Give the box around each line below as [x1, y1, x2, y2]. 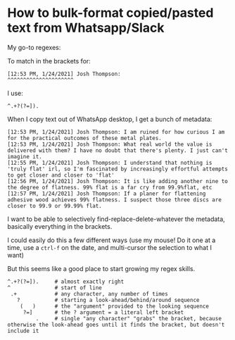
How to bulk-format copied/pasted [7, 5, 214, 21]
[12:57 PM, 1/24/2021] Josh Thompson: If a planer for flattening [7, 190, 206, 197]
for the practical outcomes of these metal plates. [7, 134, 162, 141]
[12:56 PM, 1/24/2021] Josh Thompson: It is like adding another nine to [7, 177, 229, 184]
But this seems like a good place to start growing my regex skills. [7, 264, 196, 272]
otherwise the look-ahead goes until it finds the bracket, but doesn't [7, 321, 225, 328]
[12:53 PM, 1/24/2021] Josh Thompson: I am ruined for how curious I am [7, 128, 225, 135]
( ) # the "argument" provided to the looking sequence [20, 303, 210, 310]
